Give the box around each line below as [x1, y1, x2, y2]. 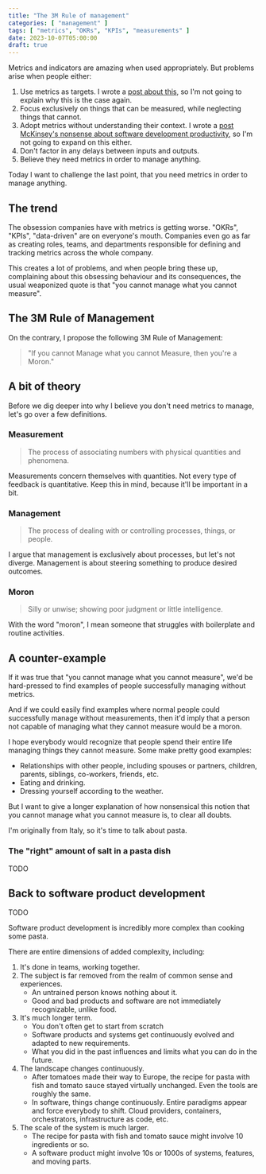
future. [31, 1055, 54, 1065]
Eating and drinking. [19, 778, 86, 787]
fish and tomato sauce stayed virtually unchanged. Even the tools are [31, 1081, 258, 1090]
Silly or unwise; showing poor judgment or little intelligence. [27, 604, 224, 614]
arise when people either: [8, 72, 92, 81]
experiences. [19, 979, 63, 989]
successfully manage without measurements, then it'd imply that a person [8, 713, 250, 723]
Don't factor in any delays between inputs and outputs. [19, 146, 200, 156]
